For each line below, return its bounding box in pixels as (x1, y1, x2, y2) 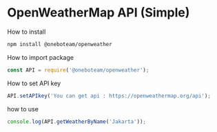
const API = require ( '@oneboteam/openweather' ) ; (7, 67, 149, 74)
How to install (7, 27, 46, 36)
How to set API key (7, 79, 61, 87)
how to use (7, 104, 39, 113)
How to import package (7, 53, 74, 61)
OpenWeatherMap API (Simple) (7, 5, 190, 21)
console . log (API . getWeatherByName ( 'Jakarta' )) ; (7, 118, 147, 125)
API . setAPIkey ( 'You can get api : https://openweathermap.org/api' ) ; (7, 92, 211, 99)
